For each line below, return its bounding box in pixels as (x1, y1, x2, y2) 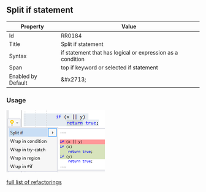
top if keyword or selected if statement (61, 64, 158, 71)
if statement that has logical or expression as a (61, 49, 178, 56)
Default (9, 79, 28, 86)
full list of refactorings (6, 179, 63, 186)
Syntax (9, 52, 27, 60)
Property (20, 23, 44, 30)
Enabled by (9, 72, 38, 80)
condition (61, 55, 85, 63)
